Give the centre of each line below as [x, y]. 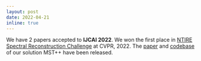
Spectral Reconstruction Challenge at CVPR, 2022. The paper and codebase [100, 46]
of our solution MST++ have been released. [60, 53]
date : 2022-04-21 [28, 17]
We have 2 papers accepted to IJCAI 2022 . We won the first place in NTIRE [99, 40]
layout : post [22, 12]
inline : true [22, 23]
